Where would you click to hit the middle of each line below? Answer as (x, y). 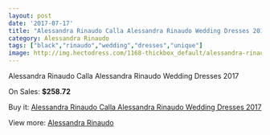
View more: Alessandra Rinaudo (61, 123)
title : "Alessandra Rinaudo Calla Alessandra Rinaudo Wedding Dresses (129, 31)
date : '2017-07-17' (41, 23)
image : (19, 53)
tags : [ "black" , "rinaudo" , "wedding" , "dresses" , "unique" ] (106, 46)
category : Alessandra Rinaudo (59, 38)
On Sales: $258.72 (39, 92)
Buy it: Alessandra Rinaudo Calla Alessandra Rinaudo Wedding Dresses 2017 (135, 107)
